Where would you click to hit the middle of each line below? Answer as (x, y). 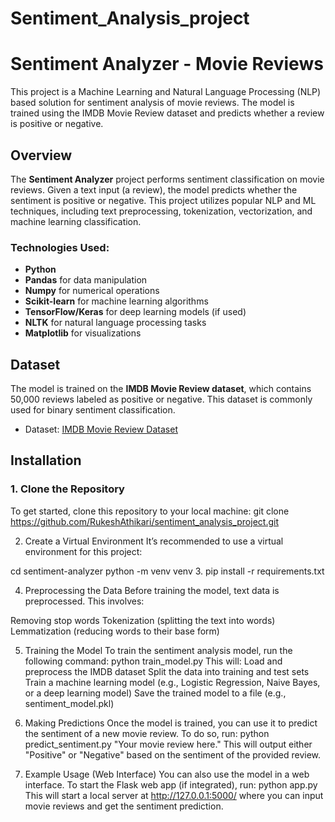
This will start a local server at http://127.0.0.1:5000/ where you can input (174, 795)
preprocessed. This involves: (84, 601)
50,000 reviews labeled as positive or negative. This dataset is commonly (161, 399)
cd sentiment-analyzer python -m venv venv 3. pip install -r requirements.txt (167, 571)
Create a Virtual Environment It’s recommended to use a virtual (154, 541)
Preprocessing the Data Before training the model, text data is (152, 590)
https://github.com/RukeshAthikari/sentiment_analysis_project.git (144, 521)
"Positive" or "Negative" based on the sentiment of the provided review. (173, 754)
